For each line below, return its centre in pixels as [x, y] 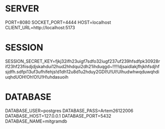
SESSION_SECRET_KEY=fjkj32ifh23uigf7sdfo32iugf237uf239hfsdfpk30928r [83, 61]
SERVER [22, 9]
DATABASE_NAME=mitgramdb [36, 121]
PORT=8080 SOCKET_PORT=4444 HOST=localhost [58, 22]
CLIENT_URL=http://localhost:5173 [40, 27]
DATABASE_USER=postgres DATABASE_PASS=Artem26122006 [69, 110]
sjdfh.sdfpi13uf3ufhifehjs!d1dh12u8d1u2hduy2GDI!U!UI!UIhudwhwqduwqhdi [82, 72]
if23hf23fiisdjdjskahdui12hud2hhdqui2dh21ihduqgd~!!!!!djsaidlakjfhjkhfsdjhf [82, 66]
